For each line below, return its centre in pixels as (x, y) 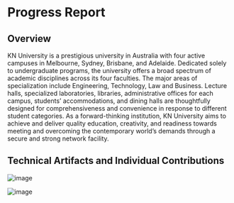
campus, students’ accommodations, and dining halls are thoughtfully (109, 101)
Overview (29, 39)
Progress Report (56, 12)
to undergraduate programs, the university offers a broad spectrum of (109, 71)
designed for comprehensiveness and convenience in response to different (117, 108)
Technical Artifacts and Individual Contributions (116, 161)
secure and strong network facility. (58, 138)
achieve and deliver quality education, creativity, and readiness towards (112, 124)
